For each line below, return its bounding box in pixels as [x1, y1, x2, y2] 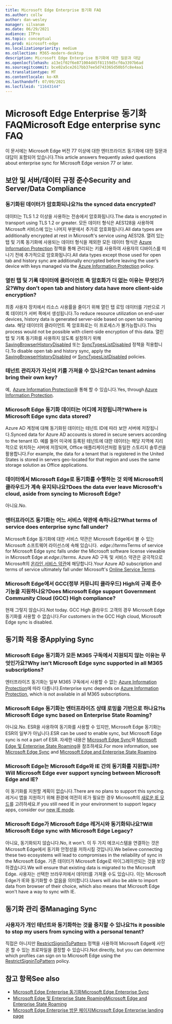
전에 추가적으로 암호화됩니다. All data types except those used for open [14, 252, 161, 258]
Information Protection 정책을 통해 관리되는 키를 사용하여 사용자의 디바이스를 [5, 245, 161, 252]
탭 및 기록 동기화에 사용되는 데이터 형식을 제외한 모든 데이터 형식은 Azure [5, 239, 152, 245]
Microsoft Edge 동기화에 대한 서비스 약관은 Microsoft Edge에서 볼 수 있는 [5, 536, 155, 542]
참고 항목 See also [5, 974, 60, 983]
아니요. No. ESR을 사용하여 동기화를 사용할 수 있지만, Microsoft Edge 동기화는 [5, 724, 162, 730]
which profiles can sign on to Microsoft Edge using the [5, 953, 121, 959]
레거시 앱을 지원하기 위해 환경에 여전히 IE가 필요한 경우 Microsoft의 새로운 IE [5, 795, 159, 801]
